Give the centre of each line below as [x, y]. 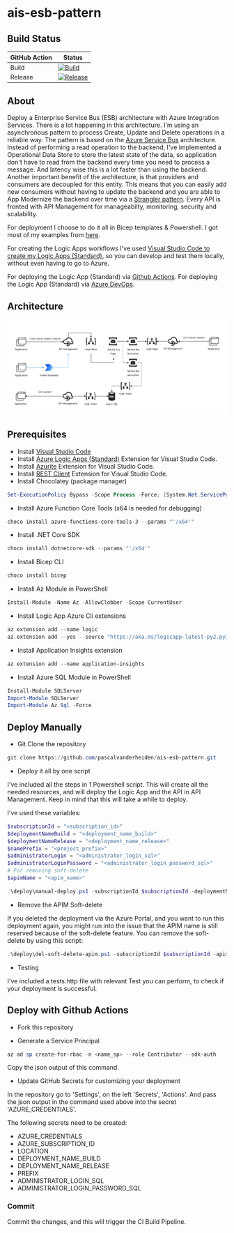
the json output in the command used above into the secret [92, 1102]
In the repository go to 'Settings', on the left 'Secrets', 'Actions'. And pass [112, 1095]
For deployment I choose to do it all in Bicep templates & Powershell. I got [112, 227]
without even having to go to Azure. [58, 264]
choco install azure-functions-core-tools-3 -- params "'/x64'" [101, 522]
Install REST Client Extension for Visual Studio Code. [93, 474]
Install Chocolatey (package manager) [72, 481]
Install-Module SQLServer [45, 691]
